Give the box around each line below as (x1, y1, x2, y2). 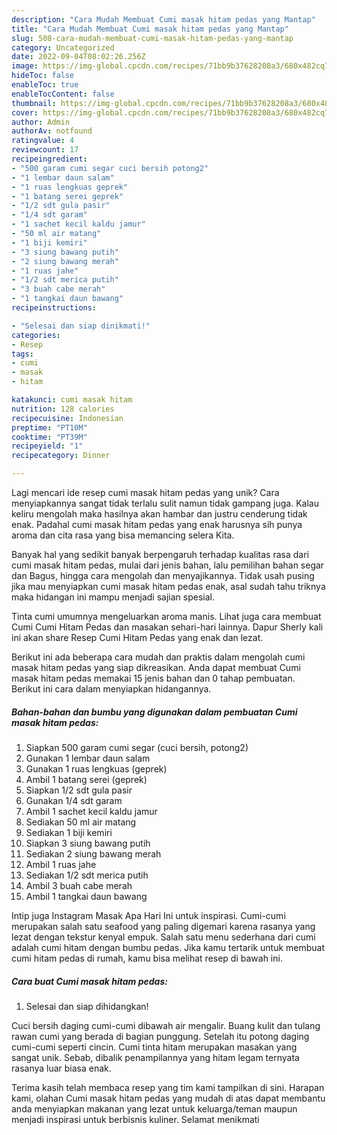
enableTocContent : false (11, 89, 115, 99)
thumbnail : (11, 98, 57, 108)
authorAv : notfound (11, 126, 93, 136)
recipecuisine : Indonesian (11, 413, 124, 423)
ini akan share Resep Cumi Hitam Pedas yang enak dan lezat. (11, 632, 264, 643)
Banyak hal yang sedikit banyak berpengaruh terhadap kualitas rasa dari (11, 549, 309, 560)
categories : (11, 330, 61, 340)
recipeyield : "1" (11, 441, 84, 451)
